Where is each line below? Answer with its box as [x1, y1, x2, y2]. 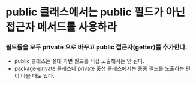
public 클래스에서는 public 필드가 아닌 [5, 5, 185, 19]
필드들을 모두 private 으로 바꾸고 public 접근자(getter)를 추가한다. [5, 43, 188, 51]
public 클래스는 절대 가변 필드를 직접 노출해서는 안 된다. [14, 58, 145, 65]
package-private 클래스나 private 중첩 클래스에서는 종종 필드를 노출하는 [14, 65, 185, 72]
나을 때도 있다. [20, 73, 55, 80]
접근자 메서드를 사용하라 [5, 20, 117, 34]
